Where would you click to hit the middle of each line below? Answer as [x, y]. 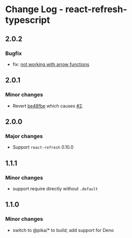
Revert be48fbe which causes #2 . [48, 106]
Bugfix [13, 53]
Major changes [24, 136]
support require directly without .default [55, 188]
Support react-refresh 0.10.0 [43, 147]
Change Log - [34, 9]
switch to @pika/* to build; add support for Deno [63, 230]
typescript [28, 20]
